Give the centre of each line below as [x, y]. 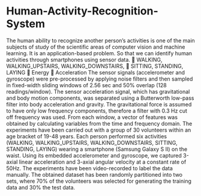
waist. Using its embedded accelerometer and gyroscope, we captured [94, 155]
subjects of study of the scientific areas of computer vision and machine [96, 47]
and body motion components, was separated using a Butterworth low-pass [100, 98]
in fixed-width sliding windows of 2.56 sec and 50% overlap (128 [86, 85]
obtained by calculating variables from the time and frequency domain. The [99, 123]
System [26, 24]
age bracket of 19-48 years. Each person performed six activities [86, 136]
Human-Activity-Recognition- [82, 11]
